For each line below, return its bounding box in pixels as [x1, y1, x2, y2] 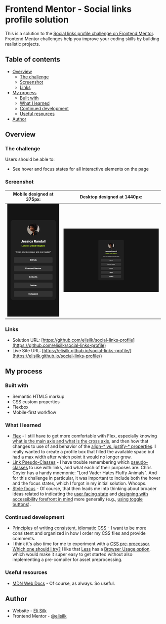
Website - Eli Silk [12, 608, 47, 614]
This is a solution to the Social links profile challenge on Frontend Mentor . [5, 30, 155, 36]
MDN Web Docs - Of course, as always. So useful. [12, 580, 115, 586]
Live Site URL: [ [12, 347, 44, 353]
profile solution [5, 14, 69, 25]
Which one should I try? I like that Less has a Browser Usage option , [12, 546, 151, 552]
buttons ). [12, 501, 31, 507]
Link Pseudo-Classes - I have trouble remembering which [12, 459, 130, 465]
